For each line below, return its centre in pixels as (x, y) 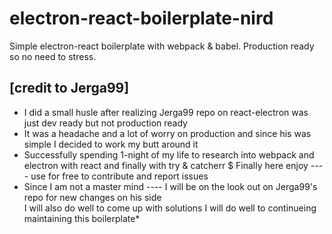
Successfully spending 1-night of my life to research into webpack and (169, 154)
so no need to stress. (53, 56)
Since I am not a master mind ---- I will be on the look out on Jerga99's (170, 186)
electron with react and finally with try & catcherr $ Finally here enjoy (166, 165)
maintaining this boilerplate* (82, 218)
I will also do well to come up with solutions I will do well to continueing (170, 208)
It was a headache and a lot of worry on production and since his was (167, 133)
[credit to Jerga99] (69, 88)
